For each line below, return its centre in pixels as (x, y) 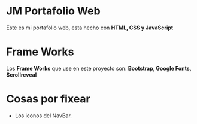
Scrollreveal (22, 75)
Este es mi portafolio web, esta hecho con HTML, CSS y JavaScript (90, 28)
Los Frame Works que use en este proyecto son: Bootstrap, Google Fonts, (99, 68)
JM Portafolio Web (53, 11)
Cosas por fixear (49, 99)
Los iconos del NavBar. (43, 116)
